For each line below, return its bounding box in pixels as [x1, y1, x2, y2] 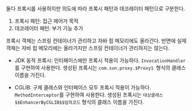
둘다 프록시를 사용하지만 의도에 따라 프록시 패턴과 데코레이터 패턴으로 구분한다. [6, 5, 186, 12]
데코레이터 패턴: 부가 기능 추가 [14, 25, 83, 32]
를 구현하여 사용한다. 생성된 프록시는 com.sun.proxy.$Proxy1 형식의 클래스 [14, 64, 186, 71]
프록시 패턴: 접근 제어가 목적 [14, 18, 79, 25]
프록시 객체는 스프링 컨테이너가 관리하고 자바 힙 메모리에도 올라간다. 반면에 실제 [6, 37, 187, 44]
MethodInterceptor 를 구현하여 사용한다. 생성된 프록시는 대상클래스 [14, 91, 163, 98]
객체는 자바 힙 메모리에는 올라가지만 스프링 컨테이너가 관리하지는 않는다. [6, 44, 170, 51]
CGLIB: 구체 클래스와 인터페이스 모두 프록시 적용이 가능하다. [14, 84, 152, 91]
